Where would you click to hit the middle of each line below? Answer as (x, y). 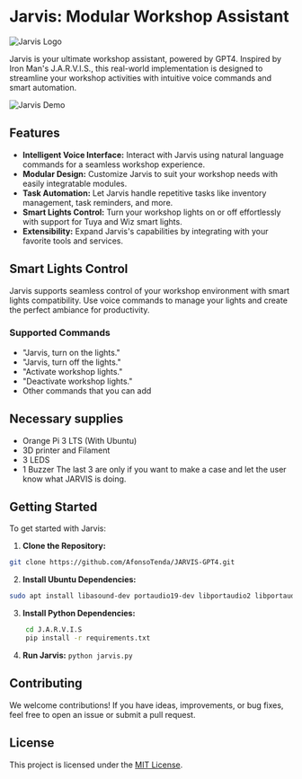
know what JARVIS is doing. (74, 479)
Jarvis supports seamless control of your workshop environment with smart (150, 290)
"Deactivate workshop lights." (77, 381)
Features (35, 133)
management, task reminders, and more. (98, 202)
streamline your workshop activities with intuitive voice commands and (141, 77)
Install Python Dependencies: (79, 614)
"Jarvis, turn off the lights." (71, 362)
